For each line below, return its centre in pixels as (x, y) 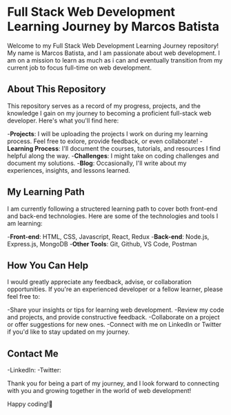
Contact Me (33, 353)
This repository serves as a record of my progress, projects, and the (104, 106)
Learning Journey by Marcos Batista (113, 26)
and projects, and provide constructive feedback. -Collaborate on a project (113, 317)
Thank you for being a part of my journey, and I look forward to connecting (113, 383)
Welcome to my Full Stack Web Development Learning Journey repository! (113, 45)
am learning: (25, 223)
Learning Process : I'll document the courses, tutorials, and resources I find (114, 148)
